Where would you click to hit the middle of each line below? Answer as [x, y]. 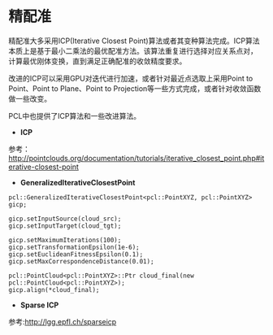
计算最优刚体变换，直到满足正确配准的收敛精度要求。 [97, 61]
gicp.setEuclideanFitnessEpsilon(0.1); [76, 254]
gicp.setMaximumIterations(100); [65, 240]
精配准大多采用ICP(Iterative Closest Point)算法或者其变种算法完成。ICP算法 [134, 41]
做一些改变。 [30, 98]
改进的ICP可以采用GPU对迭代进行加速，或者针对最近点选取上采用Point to [131, 78]
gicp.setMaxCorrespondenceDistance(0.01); [81, 261]
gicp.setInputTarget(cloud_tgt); [65, 226]
